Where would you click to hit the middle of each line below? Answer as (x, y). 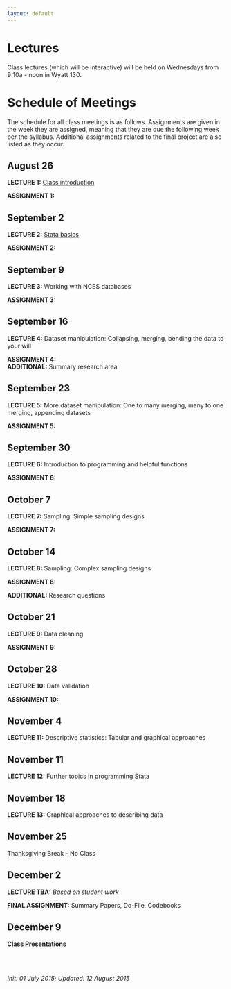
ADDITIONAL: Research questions (56, 595)
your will (19, 346)
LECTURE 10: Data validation (48, 686)
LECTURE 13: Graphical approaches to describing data (85, 815)
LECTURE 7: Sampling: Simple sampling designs (76, 516)
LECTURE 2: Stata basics (43, 235)
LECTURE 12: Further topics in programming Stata (78, 776)
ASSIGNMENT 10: (33, 699)
